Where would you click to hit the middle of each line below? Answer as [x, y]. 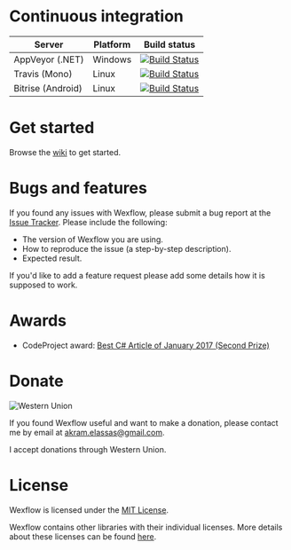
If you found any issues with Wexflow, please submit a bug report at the [140, 212]
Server [49, 44]
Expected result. [52, 258]
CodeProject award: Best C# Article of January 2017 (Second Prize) [146, 345]
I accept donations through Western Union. [88, 449]
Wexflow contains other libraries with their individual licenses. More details [146, 527]
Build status [169, 44]
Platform [112, 44]
